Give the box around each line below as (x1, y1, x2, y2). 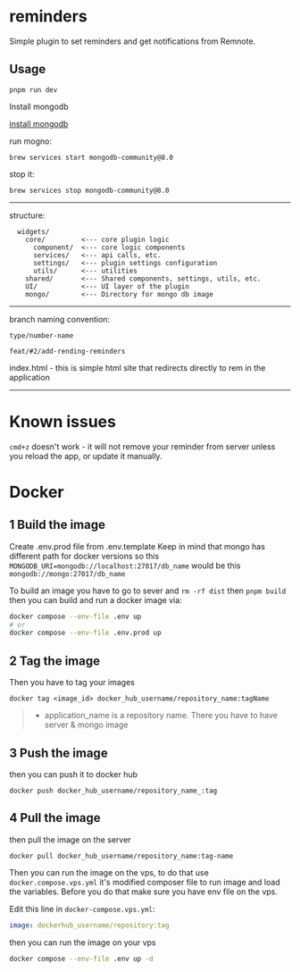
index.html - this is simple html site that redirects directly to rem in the (9, 362, 266, 373)
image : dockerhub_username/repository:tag (9, 920, 170, 930)
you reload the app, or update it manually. (9, 450, 162, 461)
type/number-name (9, 331, 74, 340)
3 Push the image (9, 745, 109, 760)
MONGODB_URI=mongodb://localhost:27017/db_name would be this (9, 560, 241, 571)
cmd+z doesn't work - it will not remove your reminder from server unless (9, 440, 276, 452)
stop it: (9, 168, 35, 180)
